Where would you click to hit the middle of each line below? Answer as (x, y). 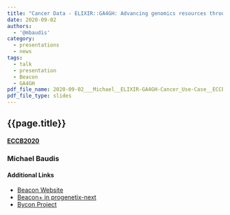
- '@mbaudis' (32, 32)
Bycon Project (37, 205)
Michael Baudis (33, 158)
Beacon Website (40, 190)
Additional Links (31, 175)
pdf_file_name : (29, 89)
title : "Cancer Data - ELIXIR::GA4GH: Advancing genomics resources (107, 13)
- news (23, 52)
